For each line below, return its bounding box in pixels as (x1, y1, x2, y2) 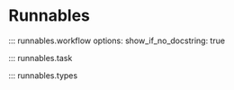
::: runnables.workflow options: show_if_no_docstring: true (8, 35, 226, 46)
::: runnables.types (8, 69, 78, 81)
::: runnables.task (8, 52, 73, 63)
